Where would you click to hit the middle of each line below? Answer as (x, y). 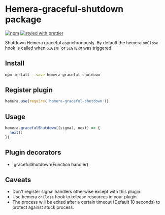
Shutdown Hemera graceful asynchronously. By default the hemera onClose (82, 42)
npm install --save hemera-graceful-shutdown (52, 75)
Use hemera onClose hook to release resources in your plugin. (75, 197)
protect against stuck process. (43, 207)
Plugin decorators (33, 153)
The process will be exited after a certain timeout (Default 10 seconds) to (86, 202)
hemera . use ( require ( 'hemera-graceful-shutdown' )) (57, 101)
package (23, 19)
